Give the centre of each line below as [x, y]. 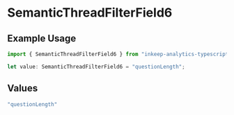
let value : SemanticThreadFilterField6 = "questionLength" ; [96, 67]
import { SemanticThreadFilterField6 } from [73, 54]
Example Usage [42, 38]
